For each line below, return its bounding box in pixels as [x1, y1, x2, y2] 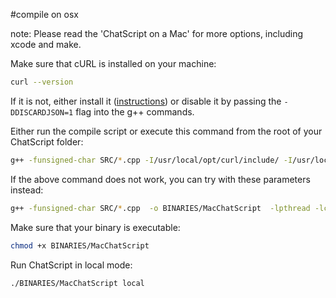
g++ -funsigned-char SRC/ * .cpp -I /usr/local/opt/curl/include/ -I [10, 155, 293, 165]
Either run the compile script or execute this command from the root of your [10, 125, 323, 137]
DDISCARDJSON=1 [10, 107, 74, 118]
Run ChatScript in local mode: [10, 259, 133, 271]
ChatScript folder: [10, 135, 84, 148]
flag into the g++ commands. [75, 105, 195, 118]
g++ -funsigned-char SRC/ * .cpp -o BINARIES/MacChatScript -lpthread [10, 203, 311, 213]
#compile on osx [10, 9, 80, 20]
